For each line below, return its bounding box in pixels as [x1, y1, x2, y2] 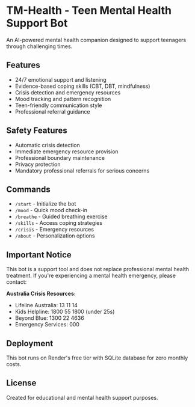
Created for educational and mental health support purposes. [6, 394, 158, 401]
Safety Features [6, 126, 67, 136]
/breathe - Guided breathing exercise [14, 213, 108, 220]
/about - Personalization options [14, 232, 95, 239]
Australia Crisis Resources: [6, 290, 76, 298]
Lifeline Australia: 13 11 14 [14, 302, 78, 309]
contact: [6, 278, 27, 286]
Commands [6, 184, 51, 194]
